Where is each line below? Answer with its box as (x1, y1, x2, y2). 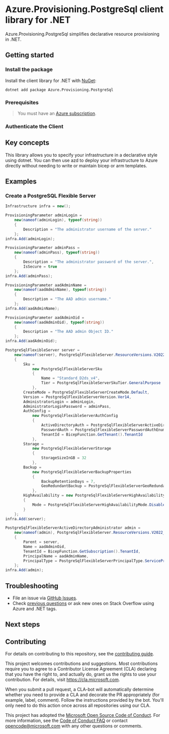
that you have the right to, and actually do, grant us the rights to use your (5, 671, 157, 678)
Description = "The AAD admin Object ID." (23, 329, 114, 334)
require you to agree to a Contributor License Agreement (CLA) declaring (5, 666, 157, 672)
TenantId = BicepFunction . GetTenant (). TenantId (41, 432, 143, 437)
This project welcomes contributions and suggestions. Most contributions (5, 660, 158, 666)
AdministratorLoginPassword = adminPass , (23, 404, 112, 409)
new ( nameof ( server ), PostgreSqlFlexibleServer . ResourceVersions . (14, 352, 154, 357)
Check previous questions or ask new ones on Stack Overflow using (12, 600, 154, 606)
